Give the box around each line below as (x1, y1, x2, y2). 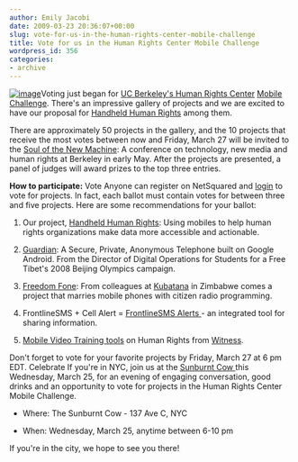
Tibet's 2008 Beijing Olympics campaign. (22, 263, 176, 274)
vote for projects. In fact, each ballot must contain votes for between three (9, 190, 285, 201)
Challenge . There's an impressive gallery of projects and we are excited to (9, 97, 285, 108)
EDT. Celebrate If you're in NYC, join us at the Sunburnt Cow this (9, 361, 249, 372)
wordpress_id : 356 (9, 47, 78, 56)
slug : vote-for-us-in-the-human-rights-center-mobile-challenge (9, 30, 256, 39)
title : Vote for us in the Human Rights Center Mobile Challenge (9, 38, 259, 48)
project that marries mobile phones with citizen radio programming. (22, 290, 273, 301)
